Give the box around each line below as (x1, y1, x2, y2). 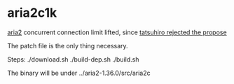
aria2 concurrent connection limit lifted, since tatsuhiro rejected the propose (7, 28, 227, 36)
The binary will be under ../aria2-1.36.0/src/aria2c (7, 69, 151, 77)
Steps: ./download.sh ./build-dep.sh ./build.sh (7, 55, 139, 64)
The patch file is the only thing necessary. (7, 41, 128, 50)
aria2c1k (7, 5, 57, 21)
